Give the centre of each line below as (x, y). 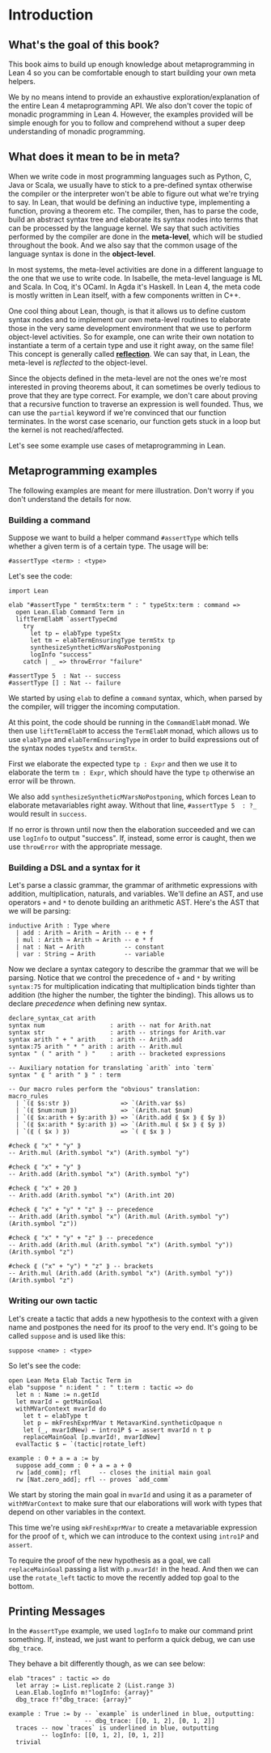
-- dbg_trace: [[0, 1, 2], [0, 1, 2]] (150, 1721)
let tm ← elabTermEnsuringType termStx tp (102, 640)
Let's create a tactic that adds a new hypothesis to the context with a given (133, 1318)
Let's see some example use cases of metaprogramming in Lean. (117, 445)
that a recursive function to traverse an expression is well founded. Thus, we (136, 404)
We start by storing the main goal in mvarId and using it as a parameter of (130, 1494)
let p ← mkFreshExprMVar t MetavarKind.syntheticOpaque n (123, 1423)
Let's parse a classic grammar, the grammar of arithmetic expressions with (133, 885)
